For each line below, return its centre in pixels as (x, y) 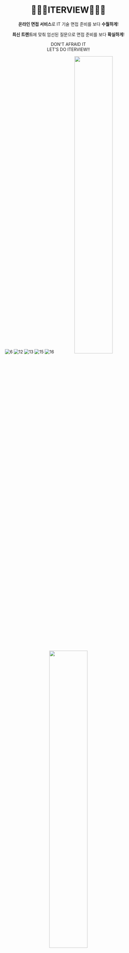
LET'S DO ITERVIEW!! (68, 49)
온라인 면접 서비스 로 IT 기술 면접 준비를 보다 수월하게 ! (68, 24)
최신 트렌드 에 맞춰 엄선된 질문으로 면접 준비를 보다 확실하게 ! (68, 34)
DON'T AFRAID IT (68, 44)
